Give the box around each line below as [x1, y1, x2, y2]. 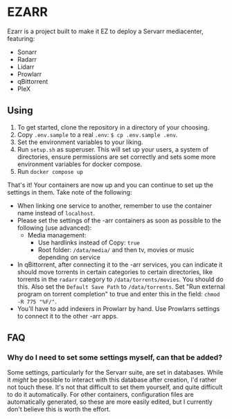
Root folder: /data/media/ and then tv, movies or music [37, 245, 195, 253]
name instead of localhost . [17, 208, 96, 217]
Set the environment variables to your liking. [17, 138, 143, 146]
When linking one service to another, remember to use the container [17, 202, 213, 210]
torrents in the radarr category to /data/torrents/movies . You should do [17, 275, 224, 283]
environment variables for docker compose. [17, 160, 143, 168]
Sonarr [17, 48, 37, 56]
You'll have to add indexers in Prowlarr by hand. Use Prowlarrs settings [17, 304, 220, 312]
